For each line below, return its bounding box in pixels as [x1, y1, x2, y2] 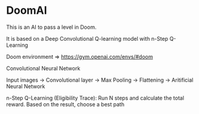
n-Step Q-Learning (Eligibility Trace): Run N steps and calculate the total [6, 94, 184, 101]
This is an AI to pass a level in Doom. [6, 23, 97, 31]
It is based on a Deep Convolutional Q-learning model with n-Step [6, 35, 169, 42]
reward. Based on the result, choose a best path [6, 100, 124, 108]
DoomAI [6, 4, 47, 17]
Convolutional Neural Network [6, 64, 81, 72]
